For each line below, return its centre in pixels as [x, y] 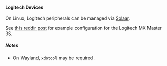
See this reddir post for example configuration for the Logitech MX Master [83, 28]
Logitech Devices [24, 7]
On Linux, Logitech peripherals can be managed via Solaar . [68, 18]
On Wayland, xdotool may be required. [54, 58]
